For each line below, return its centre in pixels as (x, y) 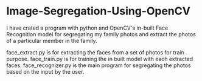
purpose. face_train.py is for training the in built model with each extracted (100, 59)
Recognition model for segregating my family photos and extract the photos (101, 34)
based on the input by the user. (45, 71)
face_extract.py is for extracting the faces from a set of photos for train (95, 52)
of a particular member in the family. (52, 40)
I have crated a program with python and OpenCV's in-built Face (87, 28)
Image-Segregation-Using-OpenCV (98, 11)
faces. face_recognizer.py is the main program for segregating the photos (99, 65)
